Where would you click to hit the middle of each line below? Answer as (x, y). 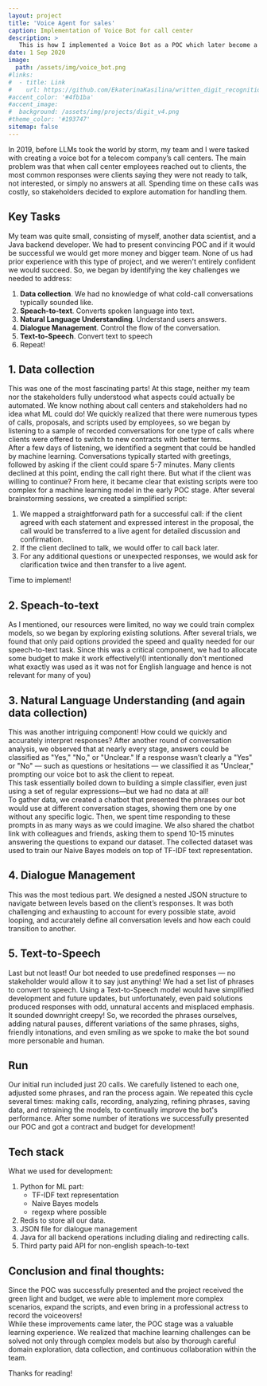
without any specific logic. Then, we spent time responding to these (119, 816)
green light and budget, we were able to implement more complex (116, 1298)
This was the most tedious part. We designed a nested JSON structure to (128, 895)
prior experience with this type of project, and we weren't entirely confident (132, 261)
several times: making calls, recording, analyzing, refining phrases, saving (129, 1102)
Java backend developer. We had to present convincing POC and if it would (132, 245)
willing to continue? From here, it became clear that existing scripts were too (133, 482)
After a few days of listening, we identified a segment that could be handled (132, 448)
